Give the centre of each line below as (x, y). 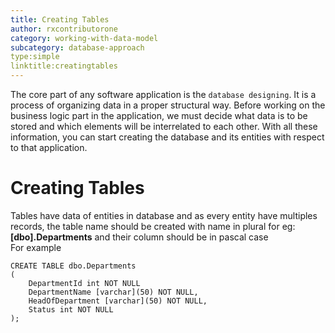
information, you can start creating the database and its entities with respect (167, 137)
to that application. (49, 147)
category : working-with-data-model (84, 38)
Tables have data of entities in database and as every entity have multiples (164, 215)
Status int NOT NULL (71, 309)
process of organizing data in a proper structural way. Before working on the (168, 105)
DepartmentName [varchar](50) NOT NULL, (113, 292)
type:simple (35, 57)
